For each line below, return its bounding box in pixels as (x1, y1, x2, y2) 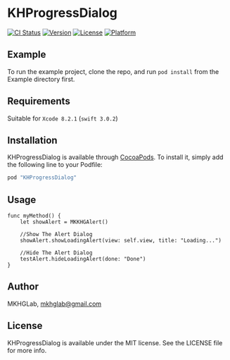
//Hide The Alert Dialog (20, 249, 93, 256)
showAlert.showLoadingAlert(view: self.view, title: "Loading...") (20, 237, 222, 244)
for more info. (7, 346, 47, 354)
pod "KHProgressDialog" (7, 174, 77, 181)
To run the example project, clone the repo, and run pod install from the (7, 67, 219, 75)
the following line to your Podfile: (7, 161, 103, 169)
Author (7, 280, 39, 293)
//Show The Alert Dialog (20, 231, 93, 238)
